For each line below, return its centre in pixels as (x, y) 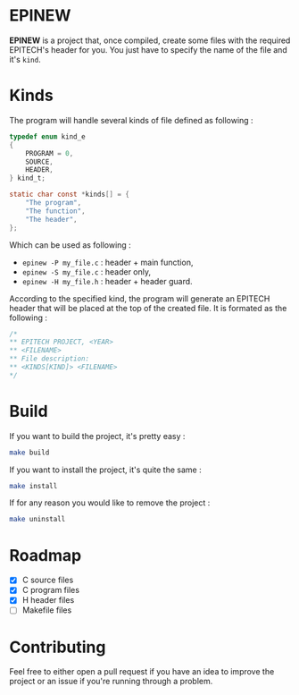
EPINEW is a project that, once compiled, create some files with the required (150, 40)
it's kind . (25, 59)
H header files (48, 600)
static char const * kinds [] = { (69, 195)
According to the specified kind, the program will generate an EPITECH (140, 298)
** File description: (50, 359)
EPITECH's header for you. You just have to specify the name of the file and (148, 49)
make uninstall (37, 520)
